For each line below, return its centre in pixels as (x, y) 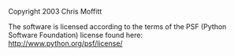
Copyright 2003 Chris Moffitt (55, 11)
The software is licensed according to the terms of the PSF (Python (117, 26)
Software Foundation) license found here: (76, 35)
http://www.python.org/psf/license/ (66, 43)
